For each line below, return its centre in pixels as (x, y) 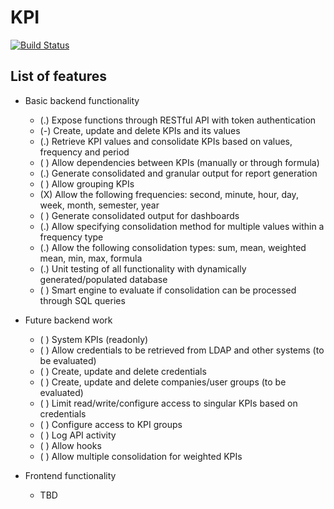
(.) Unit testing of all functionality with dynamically (143, 268)
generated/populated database (103, 279)
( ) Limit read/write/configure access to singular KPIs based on (168, 403)
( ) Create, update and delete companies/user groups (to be (163, 382)
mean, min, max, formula (91, 258)
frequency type (71, 237)
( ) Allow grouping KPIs (87, 183)
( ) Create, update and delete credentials (123, 371)
